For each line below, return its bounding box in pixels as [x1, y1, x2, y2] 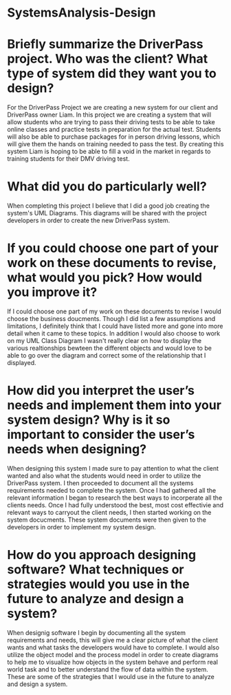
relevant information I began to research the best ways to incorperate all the [7, 493, 223, 502]
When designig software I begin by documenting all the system [7, 628, 186, 636]
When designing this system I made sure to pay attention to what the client [7, 464, 219, 472]
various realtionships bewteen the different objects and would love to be [7, 344, 212, 352]
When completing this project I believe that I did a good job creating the [7, 202, 210, 210]
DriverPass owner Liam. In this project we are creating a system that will [7, 110, 212, 119]
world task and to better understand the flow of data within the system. [7, 665, 208, 674]
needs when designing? [7, 442, 146, 457]
